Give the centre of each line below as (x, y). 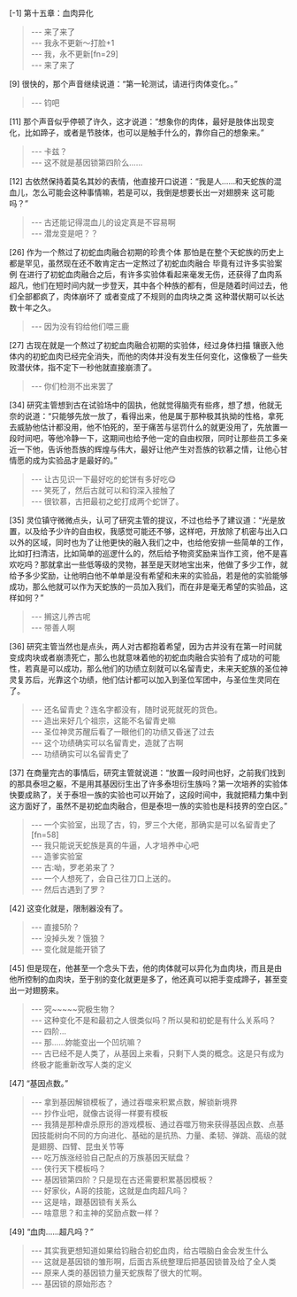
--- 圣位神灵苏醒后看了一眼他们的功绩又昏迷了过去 (122, 732)
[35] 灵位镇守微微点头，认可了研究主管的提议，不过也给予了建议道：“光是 (144, 520)
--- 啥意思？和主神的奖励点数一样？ (95, 1213)
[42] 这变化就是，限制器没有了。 (69, 908)
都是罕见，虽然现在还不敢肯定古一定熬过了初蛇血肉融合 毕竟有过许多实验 (142, 263)
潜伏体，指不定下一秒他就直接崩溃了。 (86, 367)
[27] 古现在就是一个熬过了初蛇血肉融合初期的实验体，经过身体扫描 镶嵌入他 (147, 345)
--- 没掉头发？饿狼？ (69, 938)
